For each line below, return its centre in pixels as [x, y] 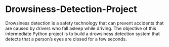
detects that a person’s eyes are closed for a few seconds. [66, 39]
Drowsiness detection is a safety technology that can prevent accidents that [85, 23]
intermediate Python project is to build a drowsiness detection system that [83, 33]
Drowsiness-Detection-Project [71, 9]
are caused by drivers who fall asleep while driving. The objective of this [81, 28]
